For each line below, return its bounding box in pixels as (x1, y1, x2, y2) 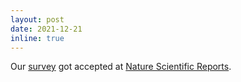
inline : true (10, 33, 65, 43)
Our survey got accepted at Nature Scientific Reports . (10, 61, 232, 73)
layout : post (10, 14, 65, 25)
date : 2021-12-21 (10, 24, 83, 34)
